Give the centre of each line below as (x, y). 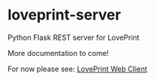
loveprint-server (64, 15)
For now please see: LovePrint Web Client (78, 69)
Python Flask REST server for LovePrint (74, 37)
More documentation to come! (58, 53)
